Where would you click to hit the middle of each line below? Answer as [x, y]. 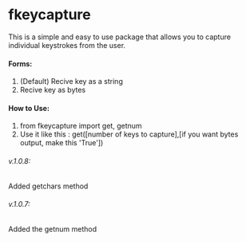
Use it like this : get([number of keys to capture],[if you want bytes [129, 134]
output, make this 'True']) [61, 143]
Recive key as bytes [53, 90]
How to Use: [29, 108]
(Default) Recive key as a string [71, 81]
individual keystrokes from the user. [67, 45]
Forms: [20, 63]
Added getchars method [48, 186]
